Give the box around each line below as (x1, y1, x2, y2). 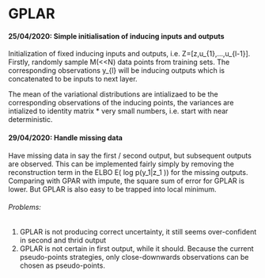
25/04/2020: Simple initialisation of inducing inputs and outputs (8, 31, 225, 40)
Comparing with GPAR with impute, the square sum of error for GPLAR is (8, 176, 245, 185)
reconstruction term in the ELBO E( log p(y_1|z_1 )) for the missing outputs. (8, 167, 248, 177)
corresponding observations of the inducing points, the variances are (8, 98, 234, 108)
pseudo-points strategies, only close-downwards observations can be (19, 252, 249, 261)
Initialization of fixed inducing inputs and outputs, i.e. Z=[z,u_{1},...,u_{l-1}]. (8, 49, 251, 59)
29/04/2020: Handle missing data (8, 132, 123, 143)
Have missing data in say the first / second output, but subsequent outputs (8, 150, 252, 160)
